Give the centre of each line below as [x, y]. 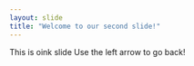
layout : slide [36, 18]
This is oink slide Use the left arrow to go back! [97, 52]
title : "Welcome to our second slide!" [85, 26]
